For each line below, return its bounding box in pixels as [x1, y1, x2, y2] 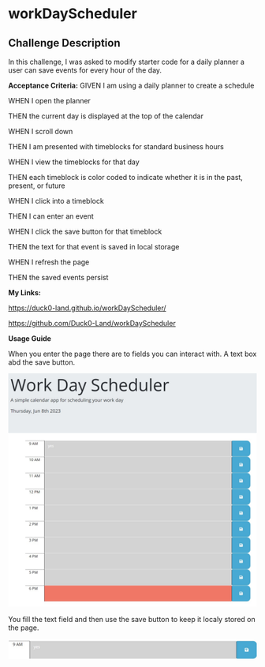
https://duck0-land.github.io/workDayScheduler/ [8, 303, 167, 313]
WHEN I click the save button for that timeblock [8, 227, 162, 236]
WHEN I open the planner [8, 96, 91, 105]
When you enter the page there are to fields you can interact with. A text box [8, 349, 257, 358]
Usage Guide [8, 334, 51, 343]
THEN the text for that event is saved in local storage [8, 242, 180, 251]
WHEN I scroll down [8, 127, 73, 136]
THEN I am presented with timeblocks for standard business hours [8, 142, 225, 151]
